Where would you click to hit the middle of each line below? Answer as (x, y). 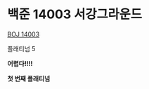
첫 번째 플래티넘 (29, 78)
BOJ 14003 (24, 34)
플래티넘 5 (21, 48)
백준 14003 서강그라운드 (75, 14)
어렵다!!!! (20, 63)
